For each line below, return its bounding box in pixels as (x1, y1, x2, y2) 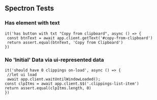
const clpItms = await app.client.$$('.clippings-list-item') (5, 81, 139, 86)
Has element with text (5, 19, 60, 27)
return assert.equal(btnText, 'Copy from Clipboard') (7, 40, 123, 45)
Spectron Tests (5, 4, 54, 13)
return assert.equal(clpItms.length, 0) (5, 85, 92, 91)
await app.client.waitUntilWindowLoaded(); (7, 77, 101, 82)
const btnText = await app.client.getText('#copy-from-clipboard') (7, 35, 153, 40)
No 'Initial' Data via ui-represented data (5, 56, 105, 63)
